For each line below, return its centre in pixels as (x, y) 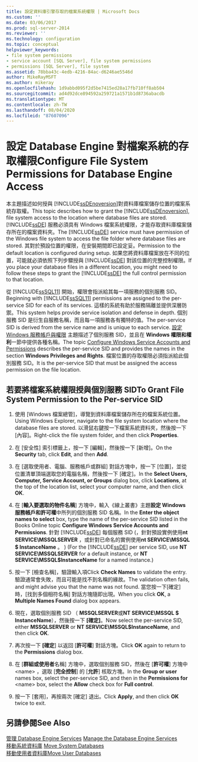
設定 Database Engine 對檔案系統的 (92, 146)
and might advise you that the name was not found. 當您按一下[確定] (98, 587)
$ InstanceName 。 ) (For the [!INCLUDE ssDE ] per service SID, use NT (101, 547)
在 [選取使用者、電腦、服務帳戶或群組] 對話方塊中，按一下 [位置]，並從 (101, 466)
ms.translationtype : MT (35, 99)
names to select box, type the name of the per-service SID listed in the (101, 519)
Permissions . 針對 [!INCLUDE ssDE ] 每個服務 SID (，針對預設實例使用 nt (101, 532)
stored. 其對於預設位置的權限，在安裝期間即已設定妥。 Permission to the (93, 246)
